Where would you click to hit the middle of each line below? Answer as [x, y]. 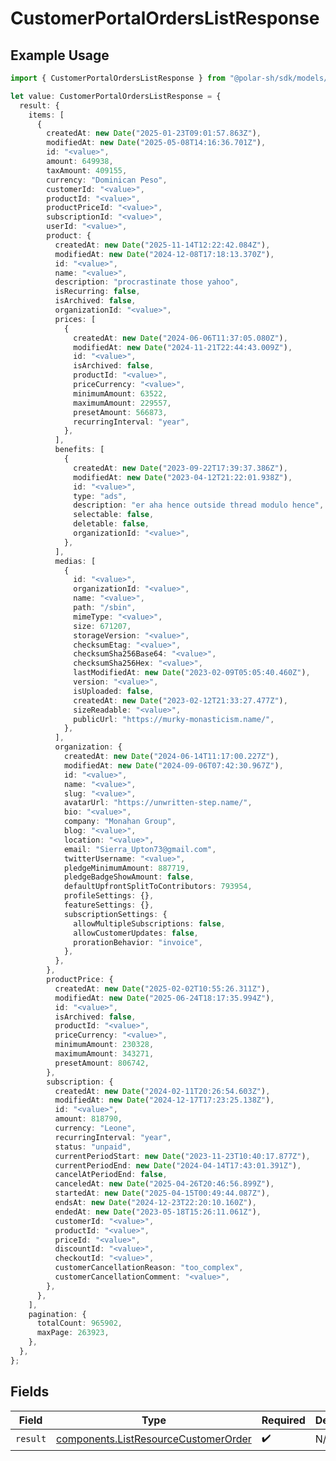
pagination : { [57, 1314]
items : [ [46, 115]
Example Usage [60, 55]
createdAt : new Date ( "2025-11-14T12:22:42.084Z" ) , [162, 245]
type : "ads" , [100, 496]
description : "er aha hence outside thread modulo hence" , [199, 505]
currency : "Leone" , [95, 1128]
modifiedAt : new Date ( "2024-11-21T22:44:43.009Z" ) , [183, 347]
